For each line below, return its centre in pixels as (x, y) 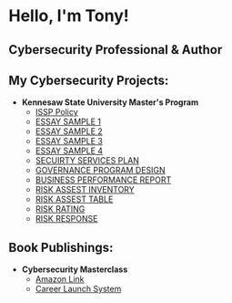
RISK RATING (60, 209)
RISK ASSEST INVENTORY (85, 190)
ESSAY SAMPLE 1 (68, 122)
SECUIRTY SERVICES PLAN (87, 161)
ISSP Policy (56, 112)
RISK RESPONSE (66, 219)
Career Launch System (78, 289)
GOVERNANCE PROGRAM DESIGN (100, 171)
